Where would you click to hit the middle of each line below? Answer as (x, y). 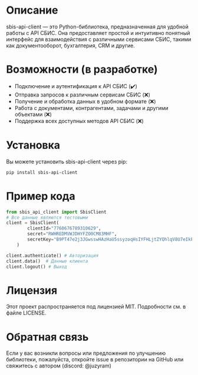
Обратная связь (47, 337)
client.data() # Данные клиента (47, 261)
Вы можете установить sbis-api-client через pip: (67, 161)
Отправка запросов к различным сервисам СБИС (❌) (82, 95)
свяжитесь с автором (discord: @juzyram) (59, 366)
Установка (33, 145)
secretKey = (41, 240)
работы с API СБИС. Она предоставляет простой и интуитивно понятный (98, 33)
